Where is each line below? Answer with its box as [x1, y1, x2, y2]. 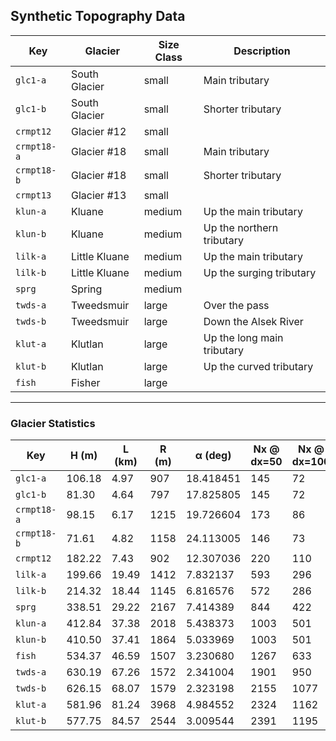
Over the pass [203, 298, 270, 312]
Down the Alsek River [203, 314, 304, 328]
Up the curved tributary [203, 359, 314, 373]
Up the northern [203, 220, 279, 234]
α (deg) [194, 449, 232, 463]
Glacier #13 [70, 188, 127, 202]
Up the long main [203, 330, 284, 344]
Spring [70, 282, 103, 296]
